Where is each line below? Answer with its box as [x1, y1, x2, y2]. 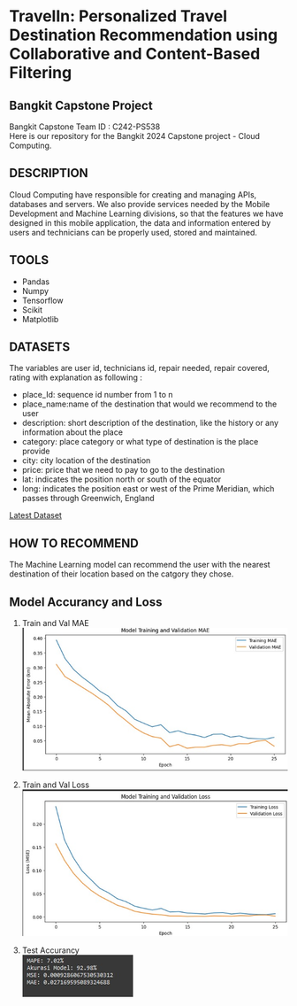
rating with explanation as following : [9, 372, 143, 383]
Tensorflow [21, 295, 64, 306]
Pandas [21, 276, 50, 287]
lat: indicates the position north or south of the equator [21, 474, 222, 484]
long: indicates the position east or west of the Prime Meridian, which [21, 484, 275, 494]
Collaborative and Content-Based [9, 44, 261, 64]
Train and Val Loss [21, 779, 90, 790]
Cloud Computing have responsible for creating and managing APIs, [9, 189, 257, 200]
